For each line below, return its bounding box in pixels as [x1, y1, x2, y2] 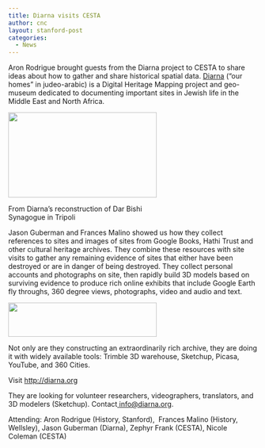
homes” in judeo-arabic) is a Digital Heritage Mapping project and [8, 80, 223, 90]
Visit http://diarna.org [8, 376, 78, 385]
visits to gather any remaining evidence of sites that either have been [8, 253, 233, 262]
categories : [8, 33, 47, 42]
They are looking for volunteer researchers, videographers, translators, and [8, 391, 254, 400]
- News [15, 41, 37, 49]
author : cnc [8, 19, 47, 27]
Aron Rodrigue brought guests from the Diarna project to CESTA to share [8, 63, 245, 72]
